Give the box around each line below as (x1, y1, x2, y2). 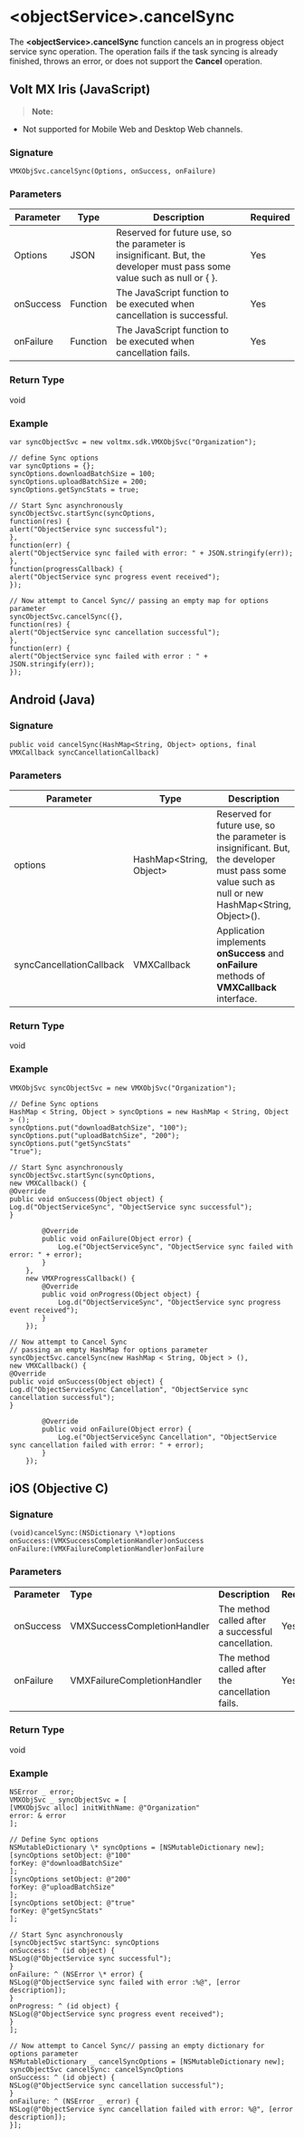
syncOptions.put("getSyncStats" (9, 1139, 131, 1148)
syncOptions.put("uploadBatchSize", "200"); (9, 1131, 180, 1140)
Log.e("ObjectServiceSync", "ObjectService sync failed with (57, 1242, 294, 1251)
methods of (216, 969, 265, 982)
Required (250, 211, 290, 224)
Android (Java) (9, 692, 96, 708)
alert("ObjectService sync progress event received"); (9, 572, 221, 581)
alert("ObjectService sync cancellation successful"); (9, 627, 221, 637)
